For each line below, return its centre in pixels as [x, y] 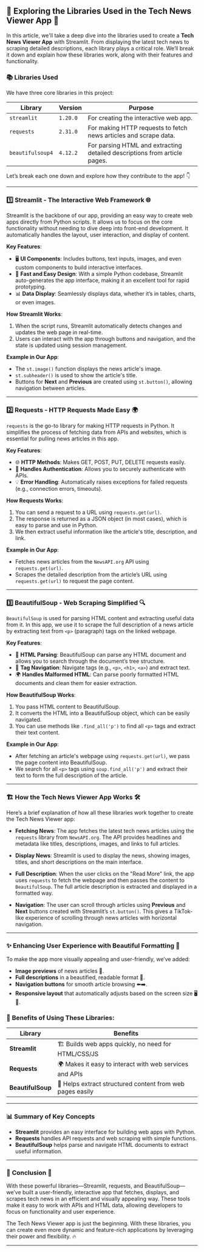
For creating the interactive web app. [140, 118]
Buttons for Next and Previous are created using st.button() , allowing [104, 382]
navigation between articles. [50, 388]
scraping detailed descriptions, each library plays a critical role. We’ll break [100, 48]
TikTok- [183, 911]
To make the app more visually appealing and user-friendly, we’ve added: [98, 959]
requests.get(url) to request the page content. [75, 581]
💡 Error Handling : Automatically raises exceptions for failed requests [101, 482]
